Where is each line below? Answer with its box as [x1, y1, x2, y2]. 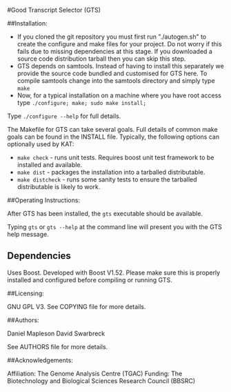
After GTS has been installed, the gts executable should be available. [7, 210, 203, 217]
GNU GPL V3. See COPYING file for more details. [7, 302, 146, 311]
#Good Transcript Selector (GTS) [7, 6, 101, 14]
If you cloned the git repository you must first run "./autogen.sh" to [17, 32, 207, 41]
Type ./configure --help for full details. [7, 112, 121, 120]
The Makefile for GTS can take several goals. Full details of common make [7, 126, 219, 133]
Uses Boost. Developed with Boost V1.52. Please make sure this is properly [7, 268, 221, 277]
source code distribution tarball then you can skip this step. [17, 55, 186, 63]
